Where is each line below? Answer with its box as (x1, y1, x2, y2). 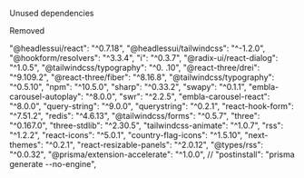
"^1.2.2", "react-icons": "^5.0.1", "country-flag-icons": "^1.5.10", (9, 130, 243, 140)
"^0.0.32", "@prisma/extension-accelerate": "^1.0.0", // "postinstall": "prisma (9, 149, 295, 160)
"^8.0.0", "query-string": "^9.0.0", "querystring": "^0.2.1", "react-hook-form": (9, 101, 294, 112)
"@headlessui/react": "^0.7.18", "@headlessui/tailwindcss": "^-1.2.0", (9, 43, 266, 54)
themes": (9, 140, 44, 150)
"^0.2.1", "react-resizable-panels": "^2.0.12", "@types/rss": (44, 140, 263, 150)
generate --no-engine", (9, 159, 97, 169)
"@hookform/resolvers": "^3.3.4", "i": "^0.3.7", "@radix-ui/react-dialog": (9, 53, 279, 63)
